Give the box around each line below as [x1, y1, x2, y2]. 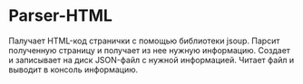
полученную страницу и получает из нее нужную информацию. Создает [8, 44, 291, 55]
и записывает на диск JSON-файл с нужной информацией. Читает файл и [8, 54, 295, 65]
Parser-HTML [8, 5, 112, 26]
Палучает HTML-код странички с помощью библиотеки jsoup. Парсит [8, 35, 280, 46]
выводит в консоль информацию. [8, 64, 139, 75]
